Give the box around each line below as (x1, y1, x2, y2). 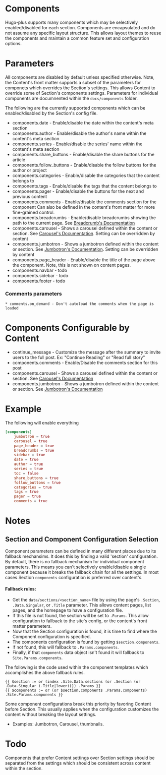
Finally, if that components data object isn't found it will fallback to (12, 650, 145, 656)
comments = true (14, 499, 48, 504)
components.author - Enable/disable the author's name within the (12, 130, 147, 136)
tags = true (14, 489, 39, 494)
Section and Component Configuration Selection (5, 535, 159, 543)
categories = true (14, 484, 52, 490)
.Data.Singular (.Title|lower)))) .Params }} (5, 684, 101, 689)
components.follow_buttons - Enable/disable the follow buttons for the (12, 162, 157, 168)
